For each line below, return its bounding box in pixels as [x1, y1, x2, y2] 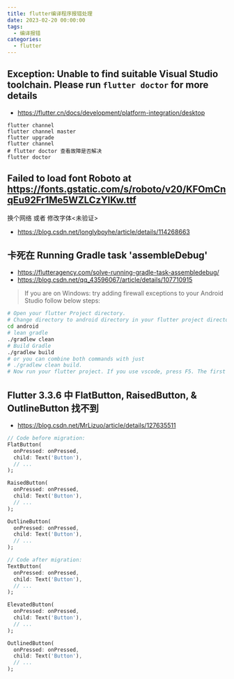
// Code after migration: [7, 557, 82, 564]
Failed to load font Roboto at [7, 173, 132, 184]
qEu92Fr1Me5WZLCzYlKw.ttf [7, 194, 137, 206]
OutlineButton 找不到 [7, 402, 99, 414]
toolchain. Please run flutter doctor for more [7, 79, 209, 91]
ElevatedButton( [7, 601, 54, 609]
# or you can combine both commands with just [7, 356, 145, 362]
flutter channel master [7, 128, 77, 135]
